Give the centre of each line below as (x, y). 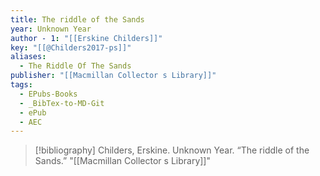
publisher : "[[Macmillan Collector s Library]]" (113, 76)
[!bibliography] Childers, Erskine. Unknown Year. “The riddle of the (172, 150)
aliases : (28, 57)
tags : (21, 85)
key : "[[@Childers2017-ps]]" (71, 47)
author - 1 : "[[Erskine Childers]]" (86, 38)
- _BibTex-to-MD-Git (62, 103)
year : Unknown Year (51, 29)
